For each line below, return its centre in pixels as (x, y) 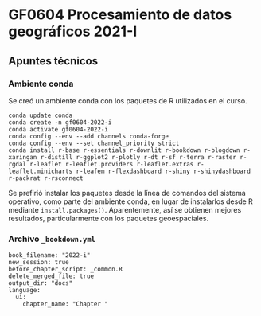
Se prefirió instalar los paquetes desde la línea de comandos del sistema (127, 193)
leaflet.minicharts (41, 171)
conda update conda (41, 115)
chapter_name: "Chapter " (66, 304)
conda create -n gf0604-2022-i (60, 122)
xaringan (23, 157)
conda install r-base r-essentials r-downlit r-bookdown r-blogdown (124, 150)
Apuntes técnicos (53, 61)
